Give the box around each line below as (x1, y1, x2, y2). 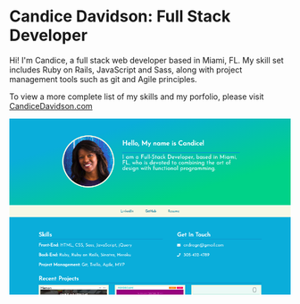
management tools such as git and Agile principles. (9, 73, 198, 84)
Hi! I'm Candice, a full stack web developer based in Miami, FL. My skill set (9, 55, 284, 65)
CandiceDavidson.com (9, 100, 93, 111)
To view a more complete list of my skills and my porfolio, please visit (9, 91, 264, 102)
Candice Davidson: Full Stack (9, 6, 231, 27)
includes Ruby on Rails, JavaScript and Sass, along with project (9, 64, 243, 75)
